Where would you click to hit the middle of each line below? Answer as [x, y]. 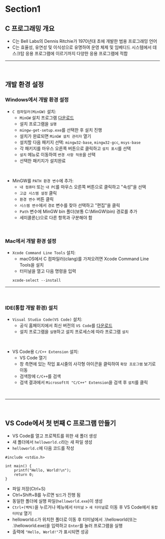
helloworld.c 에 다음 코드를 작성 [43, 448]
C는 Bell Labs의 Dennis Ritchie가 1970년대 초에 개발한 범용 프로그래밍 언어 [84, 41]
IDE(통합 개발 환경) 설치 [31, 307]
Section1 [23, 9]
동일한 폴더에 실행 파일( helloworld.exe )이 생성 [57, 501]
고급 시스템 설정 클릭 [38, 193]
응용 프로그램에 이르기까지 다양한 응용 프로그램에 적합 [77, 53]
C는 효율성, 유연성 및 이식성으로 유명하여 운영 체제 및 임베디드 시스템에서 [82, 47]
